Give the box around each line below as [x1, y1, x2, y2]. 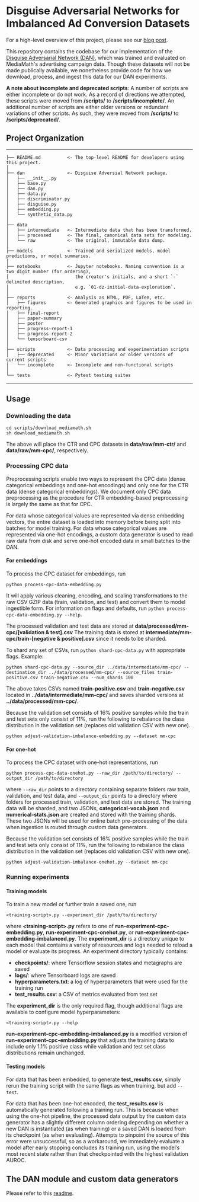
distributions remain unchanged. [6, 1049, 85, 1056]
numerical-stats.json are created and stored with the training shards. [6, 811, 176, 819]
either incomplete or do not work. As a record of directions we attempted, [6, 91, 186, 98]
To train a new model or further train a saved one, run [6, 901, 137, 908]
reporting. [6, 305, 33, 311]
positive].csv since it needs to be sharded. [61, 635, 167, 642]
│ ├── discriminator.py [6, 196, 70, 202]
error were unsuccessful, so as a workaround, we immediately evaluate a [6, 1138, 185, 1145]
